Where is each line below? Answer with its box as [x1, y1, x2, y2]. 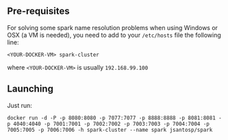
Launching [7, 83, 53, 95]
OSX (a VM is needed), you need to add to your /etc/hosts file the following [7, 31, 221, 39]
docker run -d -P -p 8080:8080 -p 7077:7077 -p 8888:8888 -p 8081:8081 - [7, 114, 223, 122]
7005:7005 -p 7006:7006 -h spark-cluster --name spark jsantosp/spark [7, 126, 213, 133]
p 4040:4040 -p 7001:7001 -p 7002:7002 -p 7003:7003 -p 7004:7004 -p [7, 120, 210, 127]
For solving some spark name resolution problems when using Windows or [7, 23, 218, 31]
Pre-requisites [7, 5, 70, 17]
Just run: [7, 101, 33, 109]
